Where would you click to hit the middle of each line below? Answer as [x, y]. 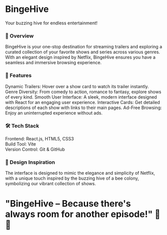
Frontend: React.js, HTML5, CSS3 [40, 138]
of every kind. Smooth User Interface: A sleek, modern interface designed [81, 97]
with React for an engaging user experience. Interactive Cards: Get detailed [83, 102]
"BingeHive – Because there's [68, 204]
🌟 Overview [19, 36]
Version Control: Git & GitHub [35, 149]
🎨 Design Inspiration [30, 162]
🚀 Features [18, 76]
